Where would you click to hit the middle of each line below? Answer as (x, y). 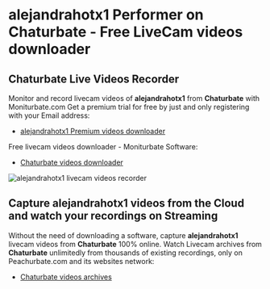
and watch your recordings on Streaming (113, 216)
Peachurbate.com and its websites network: (81, 261)
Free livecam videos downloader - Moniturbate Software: (103, 147)
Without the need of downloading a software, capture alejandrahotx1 (123, 235)
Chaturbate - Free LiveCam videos (126, 32)
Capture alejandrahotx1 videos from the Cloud (126, 203)
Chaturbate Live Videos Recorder (94, 79)
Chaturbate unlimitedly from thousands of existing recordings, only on (126, 253)
